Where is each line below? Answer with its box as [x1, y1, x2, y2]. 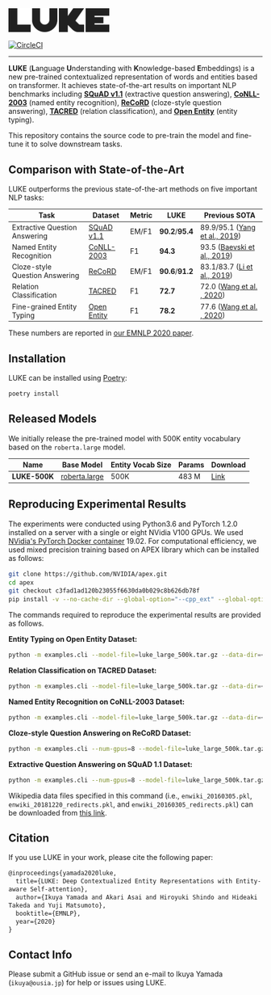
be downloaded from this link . [8, 807, 107, 817]
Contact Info [8, 947, 73, 961]
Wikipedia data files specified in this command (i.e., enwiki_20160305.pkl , [8, 791, 252, 800]
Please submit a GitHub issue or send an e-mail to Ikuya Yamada [8, 969, 223, 979]
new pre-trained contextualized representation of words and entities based [8, 72, 258, 82]
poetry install [8, 390, 60, 398]
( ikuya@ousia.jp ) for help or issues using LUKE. [8, 978, 167, 988]
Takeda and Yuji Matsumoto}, [8, 901, 106, 910]
